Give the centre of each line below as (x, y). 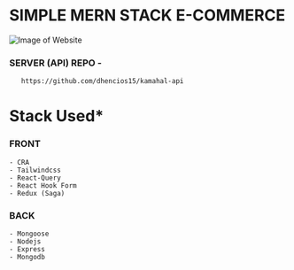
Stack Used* (57, 116)
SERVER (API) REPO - (55, 63)
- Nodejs (25, 242)
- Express (27, 250)
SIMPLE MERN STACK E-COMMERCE (147, 15)
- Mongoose (29, 234)
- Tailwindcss (35, 170)
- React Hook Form (43, 185)
